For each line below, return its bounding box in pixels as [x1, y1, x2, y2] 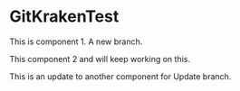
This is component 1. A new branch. [9, 36, 143, 47]
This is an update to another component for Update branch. [9, 70, 232, 82]
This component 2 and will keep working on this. [9, 53, 190, 64]
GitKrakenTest [9, 6, 120, 27]
